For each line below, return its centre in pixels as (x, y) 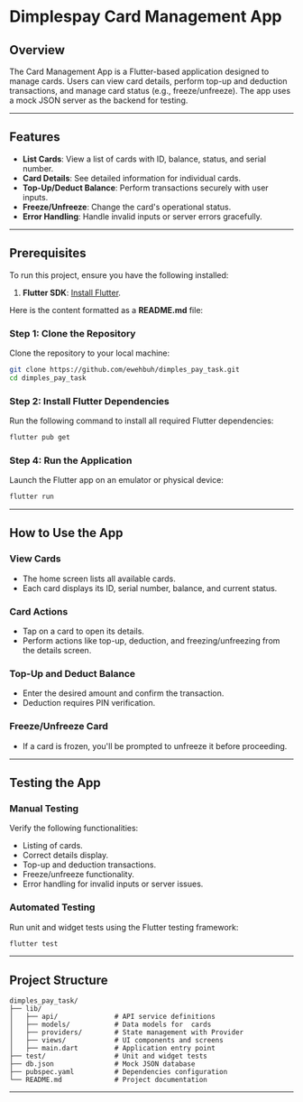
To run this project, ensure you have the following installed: (119, 275)
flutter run (32, 497)
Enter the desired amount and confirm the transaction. (123, 693)
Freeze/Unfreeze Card (59, 727)
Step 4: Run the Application (71, 460)
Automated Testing (52, 907)
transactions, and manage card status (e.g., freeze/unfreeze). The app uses (150, 91)
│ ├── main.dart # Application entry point (113, 1049)
